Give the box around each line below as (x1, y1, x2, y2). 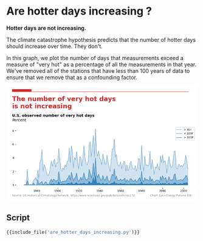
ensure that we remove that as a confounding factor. (6, 73, 138, 81)
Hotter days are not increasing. (6, 24, 87, 32)
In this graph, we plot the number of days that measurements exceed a (6, 54, 184, 61)
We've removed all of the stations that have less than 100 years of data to (6, 67, 190, 74)
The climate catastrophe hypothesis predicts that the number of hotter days (6, 36, 196, 43)
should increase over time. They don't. (6, 42, 103, 50)
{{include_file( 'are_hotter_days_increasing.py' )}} (6, 229, 140, 236)
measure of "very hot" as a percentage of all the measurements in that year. (6, 61, 197, 68)
